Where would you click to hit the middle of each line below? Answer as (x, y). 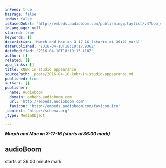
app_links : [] (20, 65)
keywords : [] (19, 38)
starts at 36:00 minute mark (33, 161)
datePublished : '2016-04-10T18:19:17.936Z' (51, 46)
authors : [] (17, 83)
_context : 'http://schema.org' (37, 111)
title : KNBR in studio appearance (41, 70)
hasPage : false (21, 14)
